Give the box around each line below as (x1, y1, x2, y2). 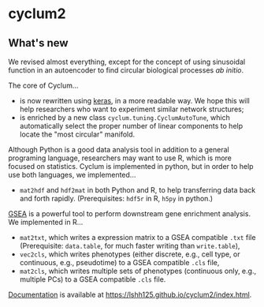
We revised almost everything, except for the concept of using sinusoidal (8, 57, 246, 66)
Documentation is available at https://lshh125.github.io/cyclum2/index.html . (8, 290, 252, 299)
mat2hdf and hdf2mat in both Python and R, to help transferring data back (19, 185, 256, 194)
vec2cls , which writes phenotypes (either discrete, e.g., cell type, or (19, 249, 240, 259)
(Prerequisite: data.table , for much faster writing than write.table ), (19, 241, 240, 250)
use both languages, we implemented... (8, 170, 136, 179)
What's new (8, 36, 69, 50)
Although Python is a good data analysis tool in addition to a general (8, 145, 230, 154)
